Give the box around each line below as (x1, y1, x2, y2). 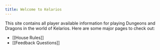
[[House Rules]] (12, 35, 44, 40)
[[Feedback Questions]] (12, 39, 60, 46)
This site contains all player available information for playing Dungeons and (5, 20, 156, 26)
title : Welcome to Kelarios (5, 7, 62, 12)
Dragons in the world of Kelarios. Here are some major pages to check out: (5, 25, 155, 31)
